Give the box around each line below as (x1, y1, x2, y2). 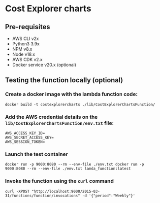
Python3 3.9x (12, 41, 40, 47)
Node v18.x (12, 51, 35, 57)
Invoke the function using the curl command (5, 178, 114, 185)
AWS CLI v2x (12, 35, 39, 41)
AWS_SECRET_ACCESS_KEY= (5, 135, 54, 140)
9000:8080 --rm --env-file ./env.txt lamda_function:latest (5, 166, 131, 171)
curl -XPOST (5, 189, 30, 194)
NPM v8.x (12, 46, 32, 52)
